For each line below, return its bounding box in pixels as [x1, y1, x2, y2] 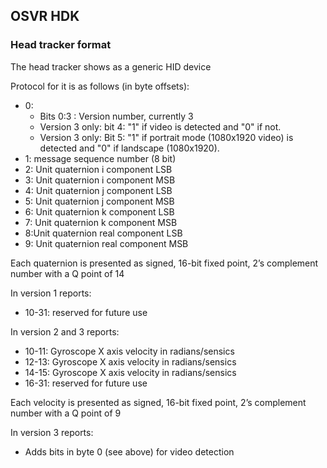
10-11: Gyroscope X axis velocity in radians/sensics [24, 345, 235, 357]
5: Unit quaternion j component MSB [24, 195, 175, 207]
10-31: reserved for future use [24, 306, 148, 318]
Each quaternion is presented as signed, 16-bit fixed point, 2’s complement [10, 257, 319, 269]
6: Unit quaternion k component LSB [24, 205, 175, 218]
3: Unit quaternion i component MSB [24, 174, 176, 186]
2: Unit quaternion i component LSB [24, 163, 173, 175]
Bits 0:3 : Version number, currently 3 [39, 110, 194, 122]
